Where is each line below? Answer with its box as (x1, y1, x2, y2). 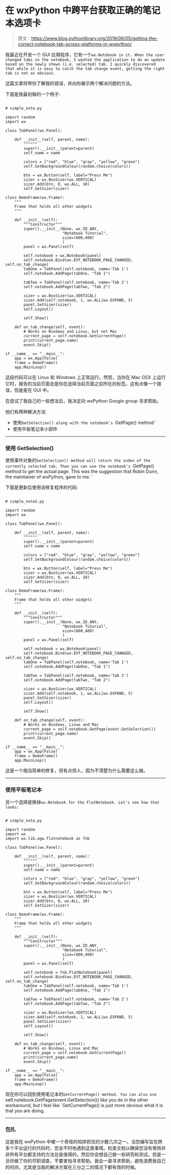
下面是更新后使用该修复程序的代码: (5, 484, 78, 490)
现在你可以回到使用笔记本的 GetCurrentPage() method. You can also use (5, 1091, 157, 1097)
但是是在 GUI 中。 (14, 387, 52, 393)
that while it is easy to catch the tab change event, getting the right (5, 66, 165, 71)
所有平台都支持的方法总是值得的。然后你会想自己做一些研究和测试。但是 (9, 1151, 161, 1157)
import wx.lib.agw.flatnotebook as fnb (5, 836, 90, 841)
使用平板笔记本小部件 (12, 426, 58, 432)
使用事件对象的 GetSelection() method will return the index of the (5, 457, 151, 463)
